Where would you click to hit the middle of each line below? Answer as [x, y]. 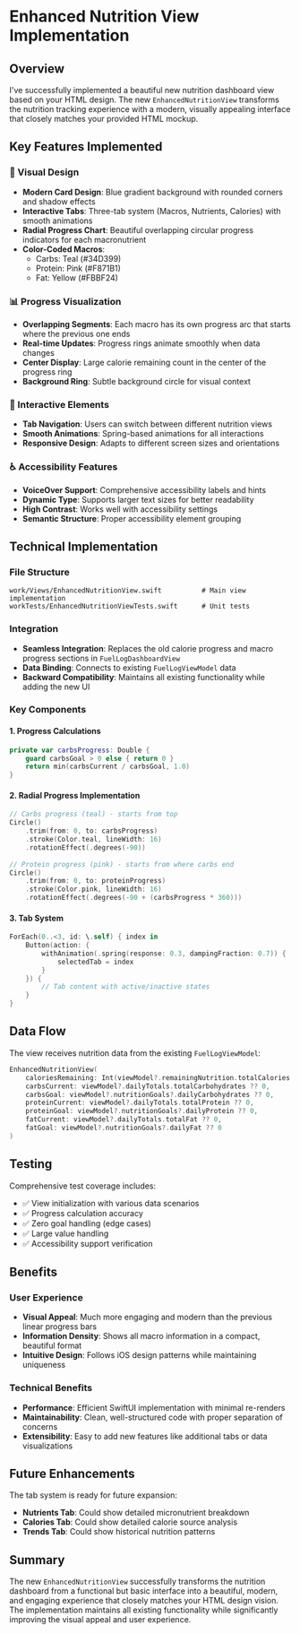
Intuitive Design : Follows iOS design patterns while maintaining [139, 1355]
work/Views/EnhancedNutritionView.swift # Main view [128, 591]
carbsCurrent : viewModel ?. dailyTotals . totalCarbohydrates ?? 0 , [148, 1086]
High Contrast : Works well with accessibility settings [120, 509]
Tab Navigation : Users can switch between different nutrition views [147, 424]
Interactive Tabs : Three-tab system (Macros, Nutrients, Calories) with [151, 211]
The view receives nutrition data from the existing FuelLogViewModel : [135, 1053]
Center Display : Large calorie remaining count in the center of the [144, 362]
